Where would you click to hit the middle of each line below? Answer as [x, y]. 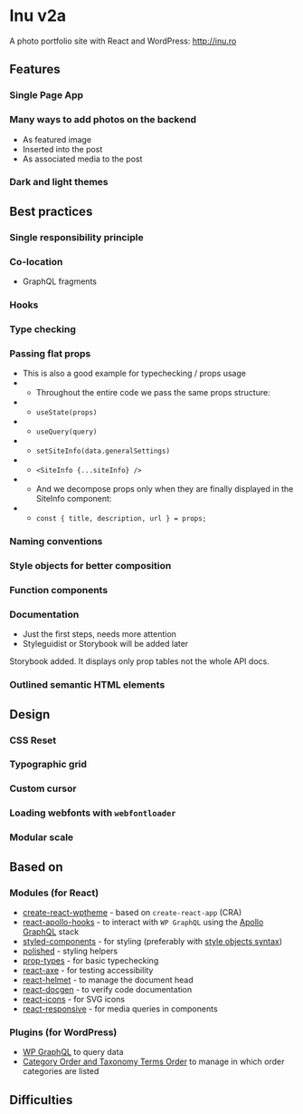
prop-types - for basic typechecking [90, 960]
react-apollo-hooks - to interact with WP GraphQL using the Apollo [143, 922]
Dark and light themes [59, 182]
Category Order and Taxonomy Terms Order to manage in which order [153, 1061]
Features [35, 69]
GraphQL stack [51, 932]
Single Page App [47, 95]
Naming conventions [56, 542]
